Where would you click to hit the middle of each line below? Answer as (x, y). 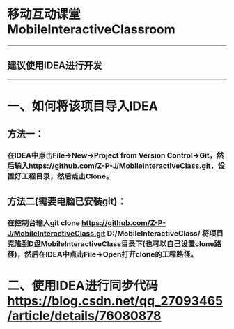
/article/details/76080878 (84, 315)
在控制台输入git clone (44, 222)
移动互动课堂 (44, 14)
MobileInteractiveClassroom (91, 30)
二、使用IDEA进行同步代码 (83, 285)
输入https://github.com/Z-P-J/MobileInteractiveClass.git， (116, 166)
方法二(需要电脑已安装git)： (67, 201)
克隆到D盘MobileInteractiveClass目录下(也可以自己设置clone (111, 243)
